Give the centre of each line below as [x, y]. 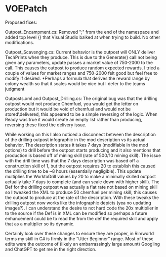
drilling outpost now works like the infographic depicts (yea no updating [78, 203]
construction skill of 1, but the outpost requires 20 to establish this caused [80, 166]
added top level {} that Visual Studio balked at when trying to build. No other [83, 37]
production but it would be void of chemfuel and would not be [68, 109]
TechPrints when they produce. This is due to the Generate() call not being [81, 57]
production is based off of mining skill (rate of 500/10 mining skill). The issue [83, 155]
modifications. [20, 42]
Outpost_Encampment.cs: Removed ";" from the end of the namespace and [82, 32]
